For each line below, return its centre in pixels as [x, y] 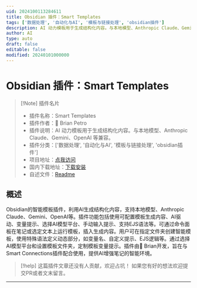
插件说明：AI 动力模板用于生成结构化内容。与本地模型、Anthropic [108, 130]
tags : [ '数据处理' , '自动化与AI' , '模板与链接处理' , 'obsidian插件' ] [85, 22]
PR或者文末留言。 [47, 273]
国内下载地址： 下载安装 [57, 167]
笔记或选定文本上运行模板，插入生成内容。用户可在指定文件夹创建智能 [101, 231]
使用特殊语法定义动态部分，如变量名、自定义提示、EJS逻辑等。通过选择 [103, 239]
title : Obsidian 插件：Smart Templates [53, 17]
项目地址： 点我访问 [52, 159]
